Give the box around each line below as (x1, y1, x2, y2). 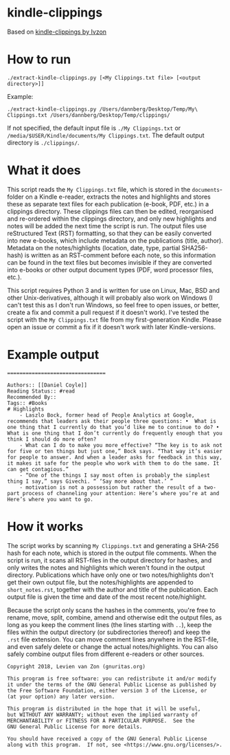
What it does (7, 163, 81, 178)
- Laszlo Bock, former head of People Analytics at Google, (19, 411, 195, 419)
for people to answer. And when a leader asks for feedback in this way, (7, 454, 223, 461)
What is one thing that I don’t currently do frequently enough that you (7, 430, 223, 437)
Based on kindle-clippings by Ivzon (7, 28, 107, 36)
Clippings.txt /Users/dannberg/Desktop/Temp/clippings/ (7, 111, 170, 118)
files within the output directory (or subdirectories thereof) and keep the (7, 628, 211, 636)
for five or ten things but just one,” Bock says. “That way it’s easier (7, 448, 223, 455)
